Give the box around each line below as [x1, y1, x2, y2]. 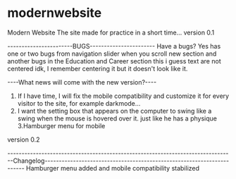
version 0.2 [7, 135, 40, 144]
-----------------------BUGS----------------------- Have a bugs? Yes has [7, 42, 221, 50]
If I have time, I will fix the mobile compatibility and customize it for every [17, 92, 230, 100]
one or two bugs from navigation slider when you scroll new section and [7, 49, 217, 58]
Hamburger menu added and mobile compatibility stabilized [25, 163, 199, 172]
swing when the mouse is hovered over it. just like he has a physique [17, 114, 217, 123]
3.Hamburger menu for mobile [17, 121, 106, 130]
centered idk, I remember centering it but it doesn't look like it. [7, 64, 188, 73]
